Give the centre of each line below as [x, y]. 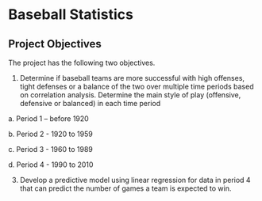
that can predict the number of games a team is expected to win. [125, 188]
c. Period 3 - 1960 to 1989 [50, 149]
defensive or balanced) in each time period [90, 103]
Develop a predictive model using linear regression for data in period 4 [135, 180]
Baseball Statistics [71, 15]
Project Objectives [55, 44]
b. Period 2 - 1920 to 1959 [50, 134]
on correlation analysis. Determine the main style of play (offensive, [130, 95]
